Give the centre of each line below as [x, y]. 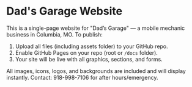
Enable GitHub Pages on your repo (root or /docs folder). [86, 52]
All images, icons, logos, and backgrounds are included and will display [96, 71]
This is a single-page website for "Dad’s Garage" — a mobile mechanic [96, 28]
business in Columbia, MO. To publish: [54, 34]
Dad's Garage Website [65, 11]
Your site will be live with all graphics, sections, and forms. [89, 59]
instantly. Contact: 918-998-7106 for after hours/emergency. [82, 77]
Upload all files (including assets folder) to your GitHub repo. [91, 46]
